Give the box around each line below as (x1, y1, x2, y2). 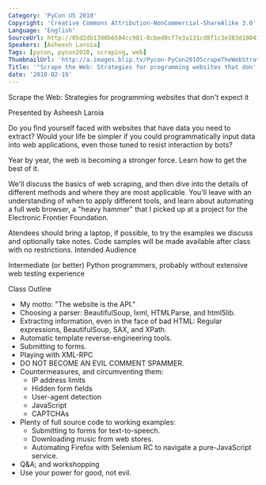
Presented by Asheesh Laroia (8, 108, 104, 117)
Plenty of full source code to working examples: (19, 417, 177, 426)
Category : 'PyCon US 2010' (8, 11, 97, 20)
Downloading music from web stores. (31, 433, 154, 444)
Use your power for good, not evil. (19, 468, 132, 477)
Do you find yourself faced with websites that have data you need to (8, 123, 231, 132)
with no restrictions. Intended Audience (8, 245, 137, 254)
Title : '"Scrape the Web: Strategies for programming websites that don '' (8, 63, 260, 71)
